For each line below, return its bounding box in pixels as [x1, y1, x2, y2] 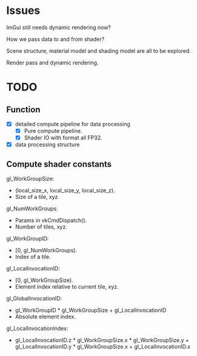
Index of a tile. [15, 253, 51, 260]
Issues [6, 4, 41, 18]
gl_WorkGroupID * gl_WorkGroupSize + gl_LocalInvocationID [15, 307, 167, 314]
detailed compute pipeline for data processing [15, 120, 130, 127]
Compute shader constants [6, 159, 112, 169]
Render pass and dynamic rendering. [6, 59, 99, 66]
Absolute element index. [15, 313, 76, 320]
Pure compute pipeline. [24, 127, 82, 134]
